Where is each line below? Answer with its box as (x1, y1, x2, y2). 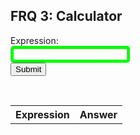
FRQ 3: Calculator (10, 8, 123, 25)
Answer (79, 107, 118, 121)
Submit (15, 64, 42, 74)
